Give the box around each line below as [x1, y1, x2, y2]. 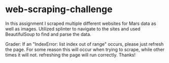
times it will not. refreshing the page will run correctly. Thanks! [5, 52, 136, 58]
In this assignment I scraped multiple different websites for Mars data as [5, 20, 156, 26]
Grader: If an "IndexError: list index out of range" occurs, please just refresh [5, 41, 164, 47]
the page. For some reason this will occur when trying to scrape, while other [5, 46, 165, 52]
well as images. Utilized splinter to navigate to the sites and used [5, 25, 141, 31]
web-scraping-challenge [5, 4, 113, 15]
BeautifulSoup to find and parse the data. [5, 31, 91, 37]
